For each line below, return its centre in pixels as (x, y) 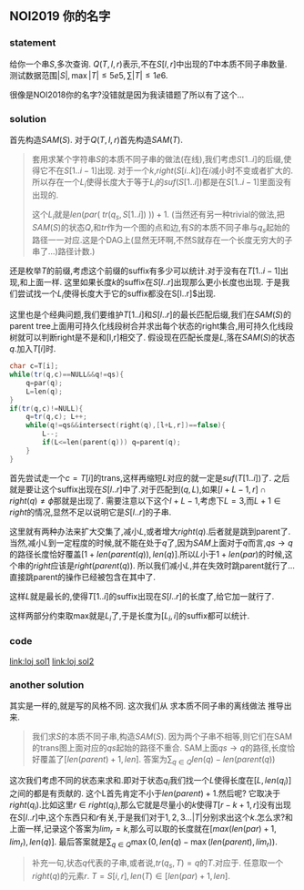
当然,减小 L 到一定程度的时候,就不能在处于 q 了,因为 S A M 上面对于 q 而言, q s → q (151, 542)
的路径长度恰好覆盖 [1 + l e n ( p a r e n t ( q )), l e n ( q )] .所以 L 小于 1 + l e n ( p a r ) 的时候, (147, 554)
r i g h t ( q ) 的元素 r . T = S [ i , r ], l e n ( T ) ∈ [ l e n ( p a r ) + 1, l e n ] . (131, 875)
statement (33, 43)
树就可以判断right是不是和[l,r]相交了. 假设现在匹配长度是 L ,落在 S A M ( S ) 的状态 (152, 338)
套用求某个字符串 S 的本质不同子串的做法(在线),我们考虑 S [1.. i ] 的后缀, (157, 159)
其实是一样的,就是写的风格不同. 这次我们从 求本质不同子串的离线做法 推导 (147, 706)
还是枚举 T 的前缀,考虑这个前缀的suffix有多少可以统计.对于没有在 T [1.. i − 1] (145, 271)
